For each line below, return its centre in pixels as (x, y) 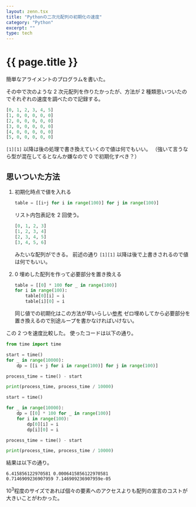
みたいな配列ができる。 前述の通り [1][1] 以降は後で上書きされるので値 (102, 254)
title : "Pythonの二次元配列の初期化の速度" (54, 17)
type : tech (19, 33)
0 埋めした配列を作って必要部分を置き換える (68, 274)
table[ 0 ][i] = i (45, 296)
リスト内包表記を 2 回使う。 (48, 215)
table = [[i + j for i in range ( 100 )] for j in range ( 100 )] (87, 203)
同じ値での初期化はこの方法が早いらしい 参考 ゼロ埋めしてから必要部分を (102, 313)
